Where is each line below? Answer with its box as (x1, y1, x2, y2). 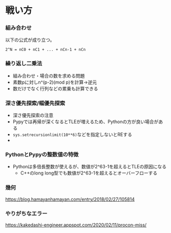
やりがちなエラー (5, 210, 48, 217)
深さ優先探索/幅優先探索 (5, 100, 66, 107)
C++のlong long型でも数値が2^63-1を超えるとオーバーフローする (20, 170, 158, 176)
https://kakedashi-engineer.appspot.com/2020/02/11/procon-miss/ (5, 222, 147, 228)
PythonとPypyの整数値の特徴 (5, 151, 79, 158)
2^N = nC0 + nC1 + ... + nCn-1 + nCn (5, 47, 86, 52)
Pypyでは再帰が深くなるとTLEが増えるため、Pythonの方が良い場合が (12, 119, 159, 125)
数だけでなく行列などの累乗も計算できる (12, 85, 98, 91)
